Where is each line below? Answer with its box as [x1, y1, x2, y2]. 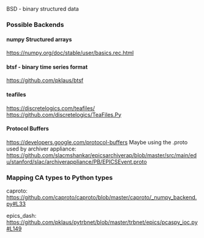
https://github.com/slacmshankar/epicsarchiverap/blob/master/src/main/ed [6, 151, 197, 158]
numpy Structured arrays [6, 35, 72, 43]
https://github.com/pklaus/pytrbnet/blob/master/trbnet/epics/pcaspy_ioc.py [6, 218, 198, 226]
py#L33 [6, 200, 26, 207]
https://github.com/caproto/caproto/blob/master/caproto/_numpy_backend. [6, 194, 197, 201]
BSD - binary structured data [6, 6, 79, 12]
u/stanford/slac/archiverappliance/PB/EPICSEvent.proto [6, 158, 147, 165]
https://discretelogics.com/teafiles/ [6, 104, 95, 112]
